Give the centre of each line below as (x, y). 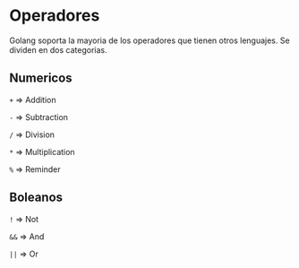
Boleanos (36, 198)
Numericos (41, 78)
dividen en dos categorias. (58, 49)
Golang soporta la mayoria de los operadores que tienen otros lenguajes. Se (149, 40)
